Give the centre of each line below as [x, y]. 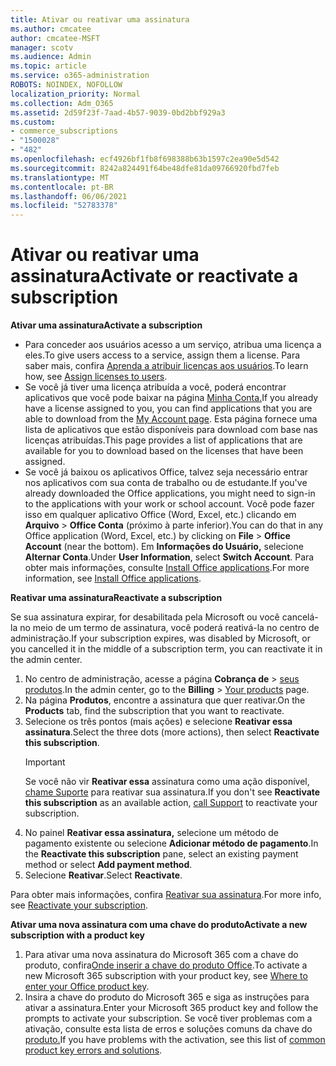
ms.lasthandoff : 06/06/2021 [69, 196]
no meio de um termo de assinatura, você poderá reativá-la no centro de [169, 628]
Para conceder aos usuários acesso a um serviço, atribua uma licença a [173, 345]
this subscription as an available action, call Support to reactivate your [171, 803]
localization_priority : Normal [75, 94]
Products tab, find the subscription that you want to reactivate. [154, 711]
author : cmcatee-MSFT [55, 38]
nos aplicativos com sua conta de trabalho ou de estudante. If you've [166, 483]
